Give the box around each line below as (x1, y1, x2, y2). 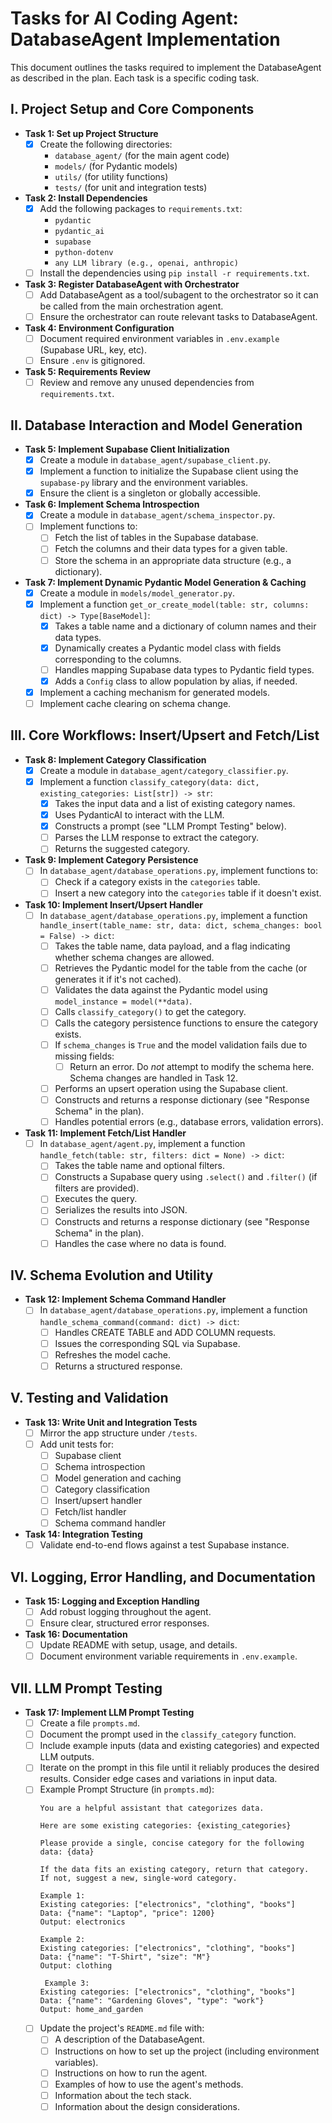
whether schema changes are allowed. (54, 951, 215, 963)
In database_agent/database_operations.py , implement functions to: (39, 865, 318, 877)
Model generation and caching (54, 1472, 182, 1484)
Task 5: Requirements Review (24, 366, 151, 378)
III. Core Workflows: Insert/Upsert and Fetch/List (10, 727, 320, 744)
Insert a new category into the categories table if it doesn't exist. (54, 887, 322, 899)
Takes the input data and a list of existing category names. (54, 798, 296, 809)
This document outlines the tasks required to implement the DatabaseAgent (10, 61, 322, 73)
